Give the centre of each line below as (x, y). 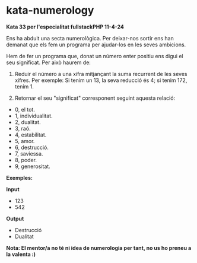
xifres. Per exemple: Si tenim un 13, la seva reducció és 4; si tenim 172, (101, 80)
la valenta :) (21, 254)
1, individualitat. (34, 116)
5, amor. (25, 141)
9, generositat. (32, 166)
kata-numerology (50, 10)
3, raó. (23, 128)
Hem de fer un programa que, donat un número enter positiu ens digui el (95, 56)
